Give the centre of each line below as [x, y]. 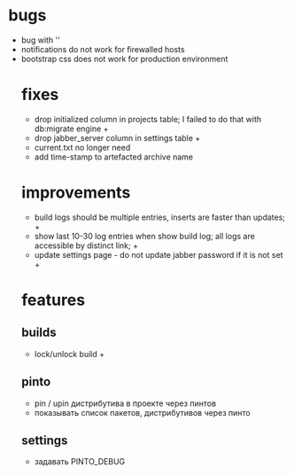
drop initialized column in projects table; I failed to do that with [148, 119]
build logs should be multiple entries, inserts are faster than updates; [159, 217]
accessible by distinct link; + [86, 245]
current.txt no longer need [82, 147]
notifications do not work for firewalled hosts [103, 49]
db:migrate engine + [71, 128]
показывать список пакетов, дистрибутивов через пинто [142, 412]
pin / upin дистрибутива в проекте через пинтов [125, 403]
